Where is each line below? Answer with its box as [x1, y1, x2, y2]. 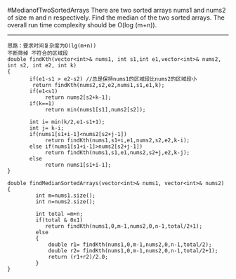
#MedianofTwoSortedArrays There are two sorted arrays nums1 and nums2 [7, 6, 226, 14]
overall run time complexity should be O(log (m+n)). [7, 21, 157, 29]
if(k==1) [29, 100, 55, 107]
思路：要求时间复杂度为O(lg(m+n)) [7, 42, 97, 49]
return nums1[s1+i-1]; [44, 161, 112, 168]
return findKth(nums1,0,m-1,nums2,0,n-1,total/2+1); [44, 223, 202, 230]
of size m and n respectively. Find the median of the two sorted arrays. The [7, 13, 225, 22]
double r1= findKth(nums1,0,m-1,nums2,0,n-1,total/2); [48, 241, 212, 248]
